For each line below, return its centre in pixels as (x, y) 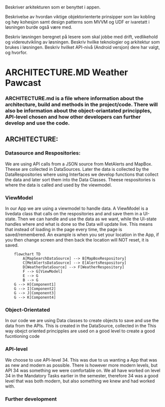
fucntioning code (22, 336)
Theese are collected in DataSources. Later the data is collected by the (77, 169)
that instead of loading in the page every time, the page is (64, 230)
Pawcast (23, 83)
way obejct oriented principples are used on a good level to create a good (80, 331)
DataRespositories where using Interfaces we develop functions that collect (82, 174)
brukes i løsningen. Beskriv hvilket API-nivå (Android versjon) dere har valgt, (82, 47)
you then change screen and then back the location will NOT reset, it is (77, 240)
